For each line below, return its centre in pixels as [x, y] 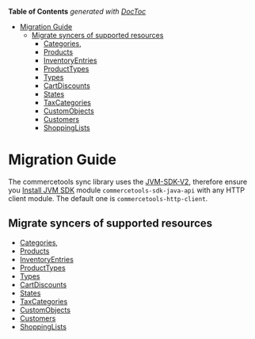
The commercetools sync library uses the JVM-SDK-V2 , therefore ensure [128, 181]
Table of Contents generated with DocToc [77, 11]
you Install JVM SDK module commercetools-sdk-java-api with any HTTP [127, 190]
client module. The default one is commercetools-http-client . [108, 198]
